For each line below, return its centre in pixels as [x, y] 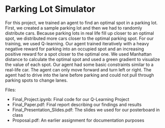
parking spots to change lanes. [36, 80]
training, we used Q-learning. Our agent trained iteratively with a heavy [77, 43]
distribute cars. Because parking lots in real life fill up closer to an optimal [80, 33]
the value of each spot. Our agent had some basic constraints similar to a [79, 64]
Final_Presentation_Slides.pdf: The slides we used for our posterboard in [86, 110]
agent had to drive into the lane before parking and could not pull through [80, 75]
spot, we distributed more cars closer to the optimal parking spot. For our [80, 38]
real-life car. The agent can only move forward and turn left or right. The [78, 69]
